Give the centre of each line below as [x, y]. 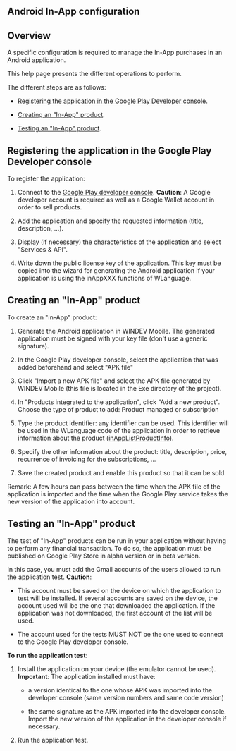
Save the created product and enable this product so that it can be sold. [122, 472]
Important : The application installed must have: [86, 676]
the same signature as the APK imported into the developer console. [127, 711]
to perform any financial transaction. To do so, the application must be [109, 548]
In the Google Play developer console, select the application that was [118, 360]
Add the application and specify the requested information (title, [110, 221]
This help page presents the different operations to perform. [94, 74]
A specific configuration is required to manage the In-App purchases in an [115, 53]
